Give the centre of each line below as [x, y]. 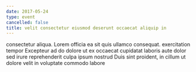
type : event [21, 17]
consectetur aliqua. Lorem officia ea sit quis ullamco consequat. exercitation [98, 44]
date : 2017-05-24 [27, 11]
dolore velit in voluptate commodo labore [56, 63]
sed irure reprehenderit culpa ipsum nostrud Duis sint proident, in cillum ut [96, 57]
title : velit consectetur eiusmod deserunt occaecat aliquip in [86, 28]
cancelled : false [27, 22]
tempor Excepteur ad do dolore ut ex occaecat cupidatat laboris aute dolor [96, 51]
